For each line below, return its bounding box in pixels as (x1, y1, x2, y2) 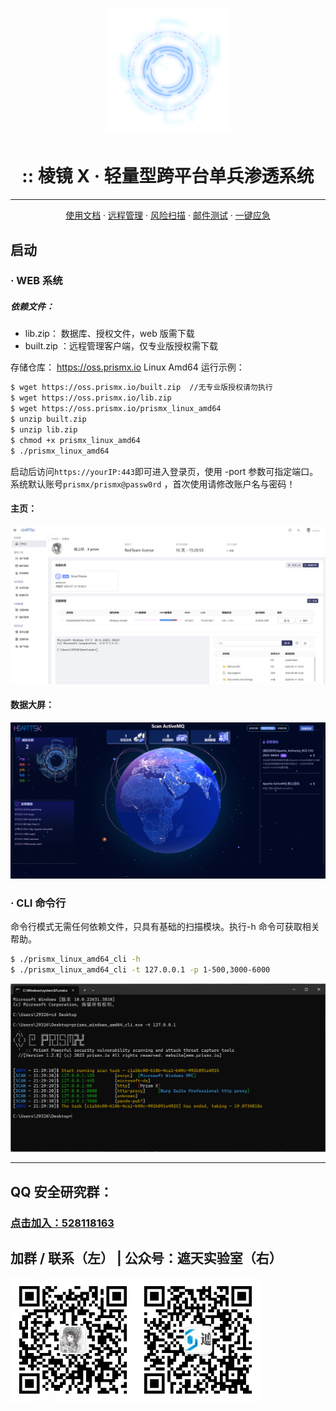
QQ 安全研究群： (10, 1183, 113, 1200)
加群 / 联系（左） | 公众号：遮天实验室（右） (10, 1249, 283, 1267)
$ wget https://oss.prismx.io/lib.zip (10, 393, 172, 403)
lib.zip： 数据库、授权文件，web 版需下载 (24, 328, 195, 340)
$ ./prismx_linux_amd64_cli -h (10, 954, 141, 965)
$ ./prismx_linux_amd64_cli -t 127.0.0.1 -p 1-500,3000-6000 (10, 965, 271, 975)
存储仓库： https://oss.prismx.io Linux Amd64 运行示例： (10, 361, 245, 373)
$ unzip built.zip (10, 414, 87, 425)
